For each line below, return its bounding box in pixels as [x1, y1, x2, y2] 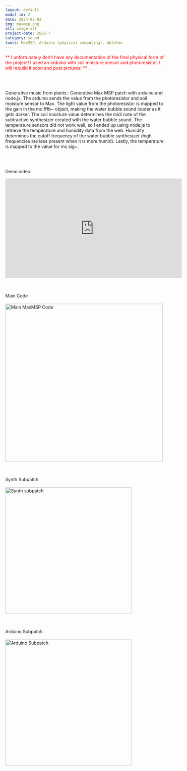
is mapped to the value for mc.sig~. [5, 143, 79, 149]
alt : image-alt [5, 26, 37, 31]
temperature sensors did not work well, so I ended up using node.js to [5, 122, 151, 128]
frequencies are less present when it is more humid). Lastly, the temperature [5, 138, 164, 144]
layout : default [5, 7, 39, 13]
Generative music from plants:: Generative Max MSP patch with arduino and [5, 89, 163, 96]
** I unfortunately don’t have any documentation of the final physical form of [5, 54, 164, 60]
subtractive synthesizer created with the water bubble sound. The [5, 117, 142, 123]
